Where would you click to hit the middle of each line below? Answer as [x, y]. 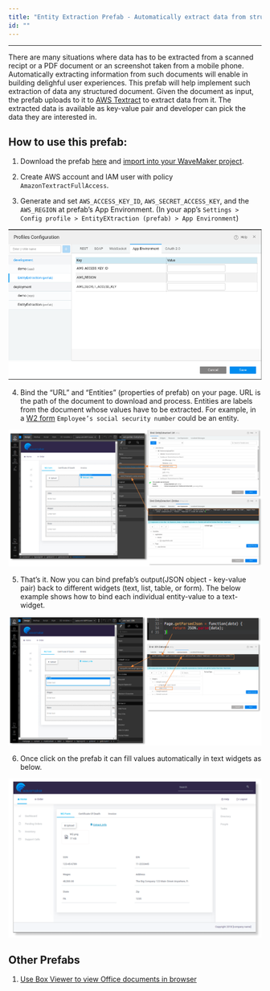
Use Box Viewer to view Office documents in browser [108, 979]
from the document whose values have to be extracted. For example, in [138, 409]
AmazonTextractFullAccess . [64, 186]
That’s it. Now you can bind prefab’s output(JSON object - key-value [133, 580]
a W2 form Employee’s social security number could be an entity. [129, 418]
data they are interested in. [53, 117]
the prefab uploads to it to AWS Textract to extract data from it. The [120, 100]
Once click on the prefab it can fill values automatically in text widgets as [141, 758]
